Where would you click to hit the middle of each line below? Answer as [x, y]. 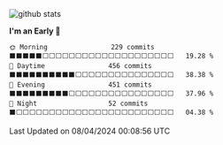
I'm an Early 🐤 [35, 31]
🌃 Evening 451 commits [81, 85]
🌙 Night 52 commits [79, 103]
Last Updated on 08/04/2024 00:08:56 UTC [90, 131]
